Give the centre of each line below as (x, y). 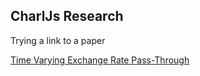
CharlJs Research (67, 16)
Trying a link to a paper (58, 40)
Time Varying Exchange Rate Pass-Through (100, 60)
